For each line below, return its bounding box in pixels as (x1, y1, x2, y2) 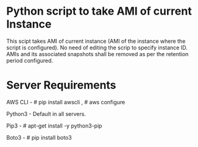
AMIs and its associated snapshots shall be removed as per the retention (6, 50, 189, 57)
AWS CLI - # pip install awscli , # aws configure (6, 98, 126, 106)
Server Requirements (6, 78, 117, 92)
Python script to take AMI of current (6, 4, 192, 18)
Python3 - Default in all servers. (6, 110, 87, 117)
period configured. (6, 57, 54, 64)
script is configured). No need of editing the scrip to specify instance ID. (6, 44, 188, 51)
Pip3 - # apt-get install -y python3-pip (6, 122, 102, 129)
